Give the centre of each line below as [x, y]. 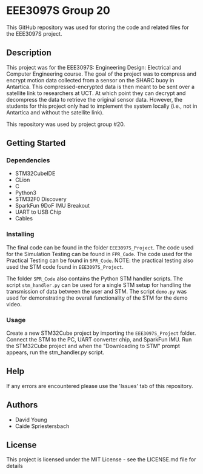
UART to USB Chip [38, 212]
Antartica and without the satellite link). [55, 112]
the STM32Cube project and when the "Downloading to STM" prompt [93, 346]
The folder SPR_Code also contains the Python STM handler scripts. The [95, 278]
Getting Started [36, 143]
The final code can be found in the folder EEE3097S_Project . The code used [100, 247]
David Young [31, 420]
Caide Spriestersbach [42, 426]
